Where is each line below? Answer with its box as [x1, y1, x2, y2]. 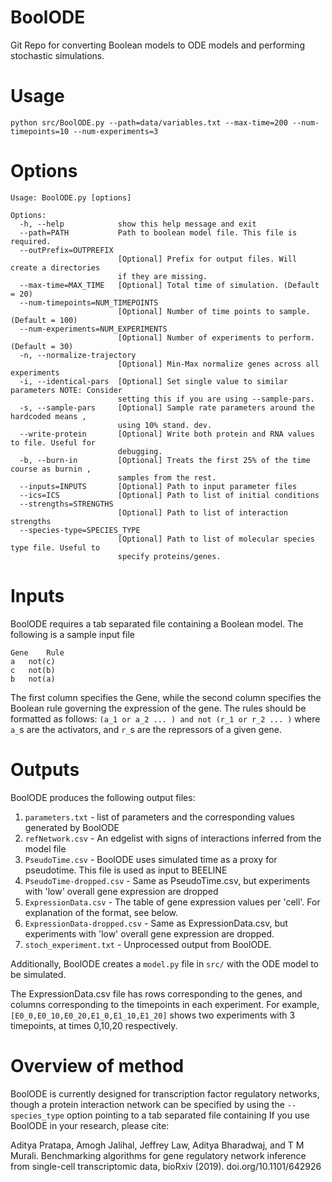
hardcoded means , [10, 411, 87, 421]
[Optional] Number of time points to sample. [117, 306, 311, 316]
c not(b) [10, 665, 56, 675]
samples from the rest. [117, 472, 217, 483]
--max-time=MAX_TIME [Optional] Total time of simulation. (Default [19, 280, 320, 290]
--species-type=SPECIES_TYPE [19, 525, 141, 535]
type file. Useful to [10, 542, 101, 553]
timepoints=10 [10, 126, 70, 136]
